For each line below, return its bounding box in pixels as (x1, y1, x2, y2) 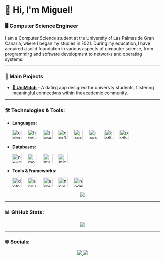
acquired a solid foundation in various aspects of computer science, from (5, 46, 154, 52)
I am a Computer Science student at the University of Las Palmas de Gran (5, 35, 154, 41)
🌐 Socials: (5, 238, 30, 245)
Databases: (12, 144, 37, 150)
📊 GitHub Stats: (5, 209, 44, 216)
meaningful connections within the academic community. (12, 90, 129, 96)
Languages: (12, 120, 37, 126)
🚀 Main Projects (5, 73, 43, 80)
